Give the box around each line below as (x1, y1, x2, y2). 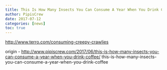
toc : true (5, 26, 26, 31)
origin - (5, 49, 20, 55)
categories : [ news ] (5, 21, 46, 26)
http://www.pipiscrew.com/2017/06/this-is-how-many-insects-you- (21, 49, 160, 55)
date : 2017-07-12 (5, 16, 41, 21)
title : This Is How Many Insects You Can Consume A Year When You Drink (5, 7, 159, 12)
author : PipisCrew (5, 12, 43, 17)
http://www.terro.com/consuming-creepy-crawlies (5, 39, 109, 45)
